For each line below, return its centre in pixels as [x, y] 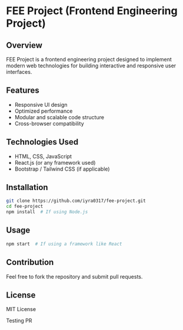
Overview [24, 45]
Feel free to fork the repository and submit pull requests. [74, 276]
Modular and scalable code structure [59, 117]
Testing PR [19, 321]
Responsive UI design [41, 104]
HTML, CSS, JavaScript [43, 156]
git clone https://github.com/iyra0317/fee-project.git [76, 201]
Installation [27, 187]
